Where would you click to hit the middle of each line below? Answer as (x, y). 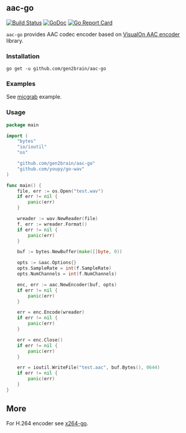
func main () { (24, 185)
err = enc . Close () (40, 340)
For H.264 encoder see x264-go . (47, 423)
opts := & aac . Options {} (47, 263)
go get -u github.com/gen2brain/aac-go (56, 69)
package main (23, 125)
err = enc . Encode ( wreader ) (51, 312)
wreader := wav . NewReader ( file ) (57, 219)
